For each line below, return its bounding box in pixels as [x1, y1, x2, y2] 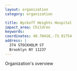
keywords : [5, 29, 25, 34]
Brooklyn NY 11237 [9, 47, 47, 52]
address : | [5, 38, 27, 43]
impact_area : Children [5, 25, 51, 29]
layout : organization [5, 7, 49, 12]
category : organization [5, 12, 53, 16]
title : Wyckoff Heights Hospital [5, 20, 72, 25]
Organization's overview [5, 60, 53, 66]
